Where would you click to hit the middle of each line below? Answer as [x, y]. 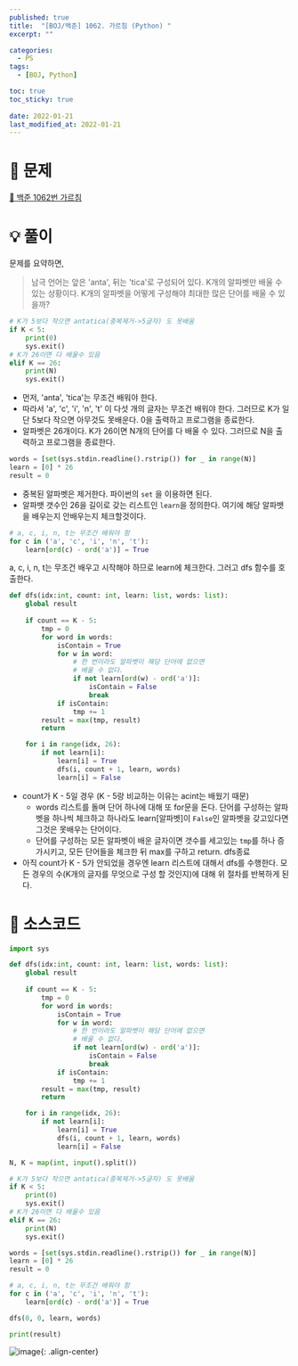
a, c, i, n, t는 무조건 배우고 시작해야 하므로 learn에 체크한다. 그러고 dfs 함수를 [143, 568]
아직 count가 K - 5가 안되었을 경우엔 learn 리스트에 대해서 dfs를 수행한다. [150, 862]
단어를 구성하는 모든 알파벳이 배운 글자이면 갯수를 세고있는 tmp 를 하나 [155, 840]
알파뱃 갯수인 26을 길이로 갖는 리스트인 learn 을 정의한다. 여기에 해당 [141, 505]
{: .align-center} [70, 1351]
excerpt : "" [31, 34]
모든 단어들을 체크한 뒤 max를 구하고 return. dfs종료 [160, 852]
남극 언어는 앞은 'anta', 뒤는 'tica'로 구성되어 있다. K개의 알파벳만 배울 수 [157, 283]
